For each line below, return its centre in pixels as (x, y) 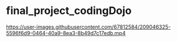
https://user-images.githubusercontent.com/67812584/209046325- (88, 27)
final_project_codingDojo (69, 11)
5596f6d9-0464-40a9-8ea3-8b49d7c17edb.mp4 (66, 33)
